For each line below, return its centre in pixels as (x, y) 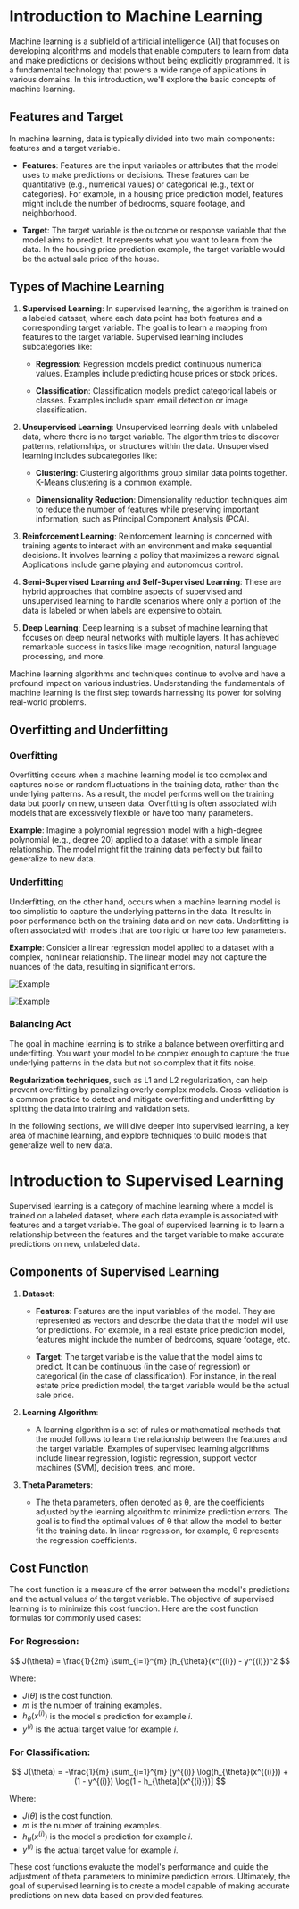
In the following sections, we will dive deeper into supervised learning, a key (149, 1125)
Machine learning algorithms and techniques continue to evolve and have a (147, 674)
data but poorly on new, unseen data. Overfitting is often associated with (143, 803)
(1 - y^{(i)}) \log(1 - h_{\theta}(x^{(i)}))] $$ (150, 1781)
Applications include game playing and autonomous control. (133, 564)
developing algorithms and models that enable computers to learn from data (149, 50)
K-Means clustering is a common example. (114, 482)
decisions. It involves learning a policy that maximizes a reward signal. (151, 555)
